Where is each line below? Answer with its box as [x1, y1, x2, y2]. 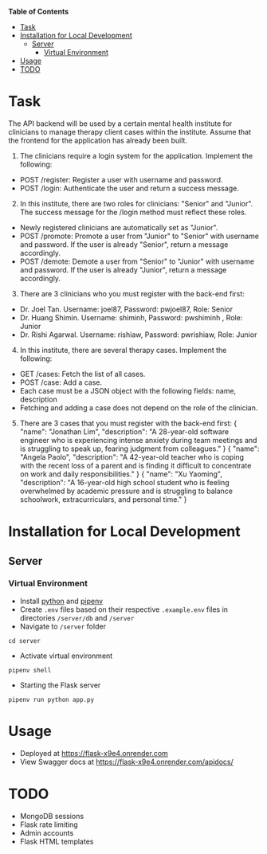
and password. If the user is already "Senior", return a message [19, 239, 229, 249]
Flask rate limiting [19, 820, 78, 829]
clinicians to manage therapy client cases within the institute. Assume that [8, 127, 251, 136]
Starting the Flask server [19, 680, 101, 690]
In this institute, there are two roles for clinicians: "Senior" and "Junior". [19, 198, 253, 208]
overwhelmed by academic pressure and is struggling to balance [19, 486, 234, 496]
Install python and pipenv [19, 596, 104, 605]
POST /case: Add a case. [19, 378, 103, 387]
